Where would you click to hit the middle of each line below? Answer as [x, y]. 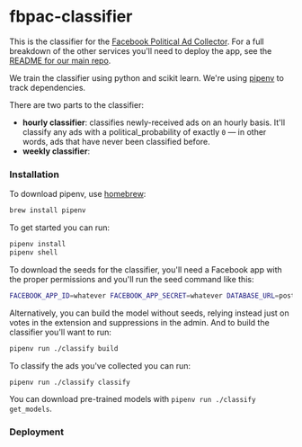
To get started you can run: [60, 228]
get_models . [31, 409]
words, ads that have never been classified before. [116, 141]
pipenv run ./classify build [64, 348]
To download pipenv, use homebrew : [78, 194]
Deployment [37, 432]
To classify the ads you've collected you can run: [100, 365]
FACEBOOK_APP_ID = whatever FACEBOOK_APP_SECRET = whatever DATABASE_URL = [144, 295]
